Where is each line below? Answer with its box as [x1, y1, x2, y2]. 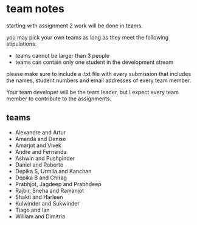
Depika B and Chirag [15, 174, 67, 181]
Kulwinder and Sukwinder [15, 199, 80, 207]
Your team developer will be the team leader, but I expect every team [6, 88, 179, 95]
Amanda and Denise [15, 135, 66, 142]
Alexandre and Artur [15, 128, 66, 136]
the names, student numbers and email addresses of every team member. [6, 77, 192, 84]
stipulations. [6, 40, 37, 47]
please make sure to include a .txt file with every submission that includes [6, 70, 192, 77]
